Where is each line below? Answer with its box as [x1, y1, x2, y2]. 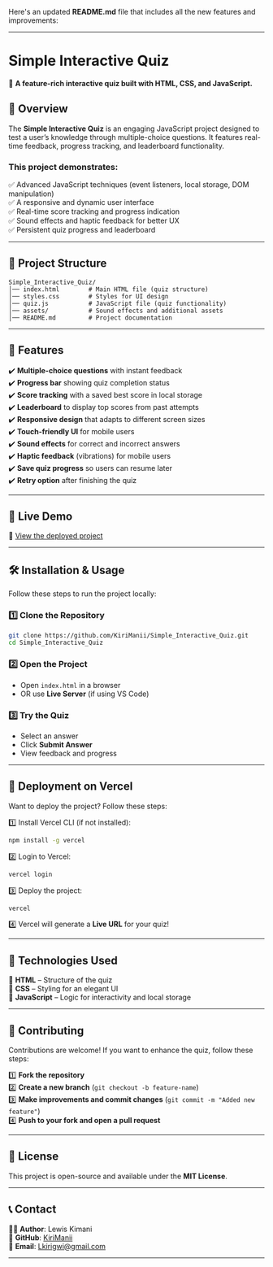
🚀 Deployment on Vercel [8, 780, 133, 794]
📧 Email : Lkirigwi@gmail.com [8, 1241, 106, 1251]
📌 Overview [8, 102, 68, 116]
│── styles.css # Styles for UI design [8, 292, 169, 300]
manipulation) [8, 189, 54, 198]
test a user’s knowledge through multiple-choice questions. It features [8, 132, 244, 142]
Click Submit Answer [19, 739, 93, 749]
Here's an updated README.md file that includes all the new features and [8, 7, 256, 16]
